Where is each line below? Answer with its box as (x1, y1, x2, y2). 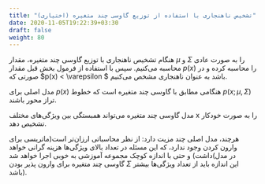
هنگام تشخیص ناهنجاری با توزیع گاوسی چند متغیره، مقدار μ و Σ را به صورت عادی (9, 55, 245, 64)
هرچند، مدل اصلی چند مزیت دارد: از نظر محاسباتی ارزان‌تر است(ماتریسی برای (9, 134, 240, 144)
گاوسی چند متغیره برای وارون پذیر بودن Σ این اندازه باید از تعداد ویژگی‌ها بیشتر (9, 159, 239, 169)
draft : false (9, 26, 52, 34)
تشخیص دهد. (9, 119, 47, 128)
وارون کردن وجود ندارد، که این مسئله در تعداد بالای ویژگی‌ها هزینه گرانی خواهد (9, 142, 237, 152)
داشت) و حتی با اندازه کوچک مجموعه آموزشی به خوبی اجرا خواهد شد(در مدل (9, 151, 236, 160)
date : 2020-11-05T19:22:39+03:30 (9, 19, 119, 27)
